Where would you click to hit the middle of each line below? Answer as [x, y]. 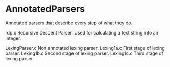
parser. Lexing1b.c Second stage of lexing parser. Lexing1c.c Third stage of [84, 53]
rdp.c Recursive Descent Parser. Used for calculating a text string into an [82, 32]
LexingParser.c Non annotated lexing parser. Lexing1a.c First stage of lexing [85, 48]
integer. [13, 38]
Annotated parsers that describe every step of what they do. [69, 23]
